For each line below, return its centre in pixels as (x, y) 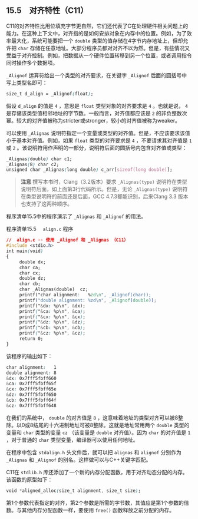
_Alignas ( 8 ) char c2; (33, 164)
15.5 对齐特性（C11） (47, 11)
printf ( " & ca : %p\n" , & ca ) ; (52, 311)
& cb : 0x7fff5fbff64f (32, 400)
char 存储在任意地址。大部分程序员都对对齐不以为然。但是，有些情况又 (104, 48)
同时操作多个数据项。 (32, 62)
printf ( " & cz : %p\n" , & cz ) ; (52, 333)
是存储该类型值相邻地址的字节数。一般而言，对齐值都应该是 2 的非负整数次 (97, 113)
